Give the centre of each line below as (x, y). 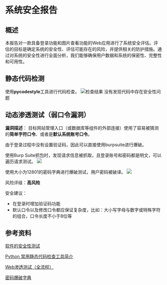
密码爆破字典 (18, 278)
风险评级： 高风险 (23, 182)
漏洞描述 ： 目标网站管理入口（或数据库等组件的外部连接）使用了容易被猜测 (82, 128)
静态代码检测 (25, 79)
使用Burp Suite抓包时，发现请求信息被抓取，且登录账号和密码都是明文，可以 (83, 155)
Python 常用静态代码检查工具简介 (39, 257)
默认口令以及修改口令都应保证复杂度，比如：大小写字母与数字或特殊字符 (86, 210)
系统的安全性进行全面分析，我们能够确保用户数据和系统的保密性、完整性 (88, 55)
